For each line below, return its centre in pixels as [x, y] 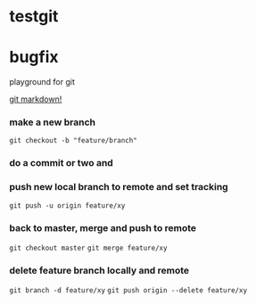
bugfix [34, 58]
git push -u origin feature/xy [67, 205]
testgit [34, 16]
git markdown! [36, 99]
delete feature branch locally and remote [99, 270]
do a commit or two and [61, 163]
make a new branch [53, 122]
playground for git [42, 82]
